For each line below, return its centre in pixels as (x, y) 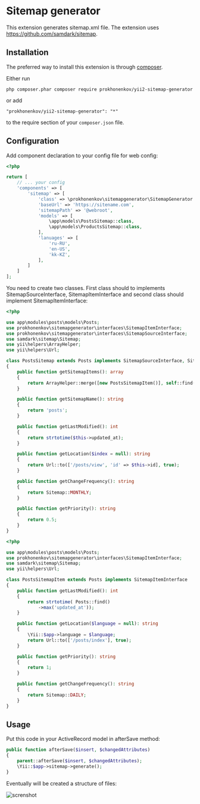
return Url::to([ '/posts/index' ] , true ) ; (80, 640)
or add (14, 100)
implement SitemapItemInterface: (47, 301)
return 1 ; (40, 668)
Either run (18, 78)
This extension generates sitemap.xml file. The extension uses (83, 27)
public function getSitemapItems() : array (70, 372)
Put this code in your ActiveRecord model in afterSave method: (83, 739)
